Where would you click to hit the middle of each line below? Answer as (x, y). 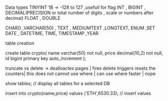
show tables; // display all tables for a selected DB (58, 83)
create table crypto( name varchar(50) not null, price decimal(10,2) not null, (84, 53)
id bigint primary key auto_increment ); (46, 58)
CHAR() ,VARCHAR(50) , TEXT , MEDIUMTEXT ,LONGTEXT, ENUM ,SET (80, 28)
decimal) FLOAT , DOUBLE (33, 18)
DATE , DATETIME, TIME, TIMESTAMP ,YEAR (52, 33)
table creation (20, 43)
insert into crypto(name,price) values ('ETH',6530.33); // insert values (78, 93)
